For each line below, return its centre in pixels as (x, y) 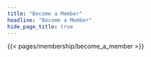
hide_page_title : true (40, 26)
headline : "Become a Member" (50, 20)
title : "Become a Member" (45, 14)
